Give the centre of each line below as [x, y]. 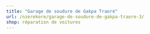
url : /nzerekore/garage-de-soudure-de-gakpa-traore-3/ [75, 17]
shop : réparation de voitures [44, 22]
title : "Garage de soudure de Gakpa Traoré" [62, 11]
